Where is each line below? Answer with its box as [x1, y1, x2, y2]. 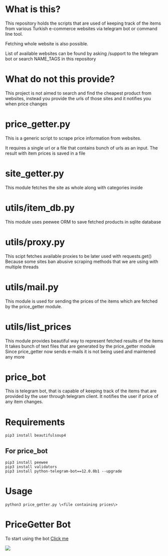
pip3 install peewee [5, 460, 49, 465]
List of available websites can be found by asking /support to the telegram [5, 50, 158, 56]
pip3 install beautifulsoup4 [5, 433, 66, 438]
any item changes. [5, 399, 44, 405]
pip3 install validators [5, 464, 57, 469]
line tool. [5, 31, 23, 37]
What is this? [5, 4, 61, 15]
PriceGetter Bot [5, 519, 71, 530]
